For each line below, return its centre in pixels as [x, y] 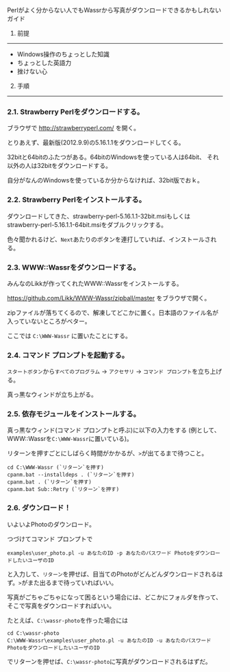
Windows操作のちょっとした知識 [63, 54]
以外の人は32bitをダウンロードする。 [59, 166]
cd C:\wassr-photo [33, 633]
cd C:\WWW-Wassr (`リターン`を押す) [55, 468]
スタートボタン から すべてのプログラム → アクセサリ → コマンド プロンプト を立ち [108, 372]
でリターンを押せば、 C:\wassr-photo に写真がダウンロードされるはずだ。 [109, 661]
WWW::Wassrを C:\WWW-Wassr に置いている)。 [70, 439]
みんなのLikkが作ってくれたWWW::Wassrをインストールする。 [95, 283]
